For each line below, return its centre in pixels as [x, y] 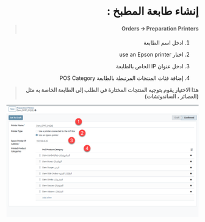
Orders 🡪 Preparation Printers [160, 28]
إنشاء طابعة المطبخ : [153, 11]
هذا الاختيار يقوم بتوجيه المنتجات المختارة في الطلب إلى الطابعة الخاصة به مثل [112, 90]
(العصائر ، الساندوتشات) [171, 96]
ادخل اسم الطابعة [163, 42]
